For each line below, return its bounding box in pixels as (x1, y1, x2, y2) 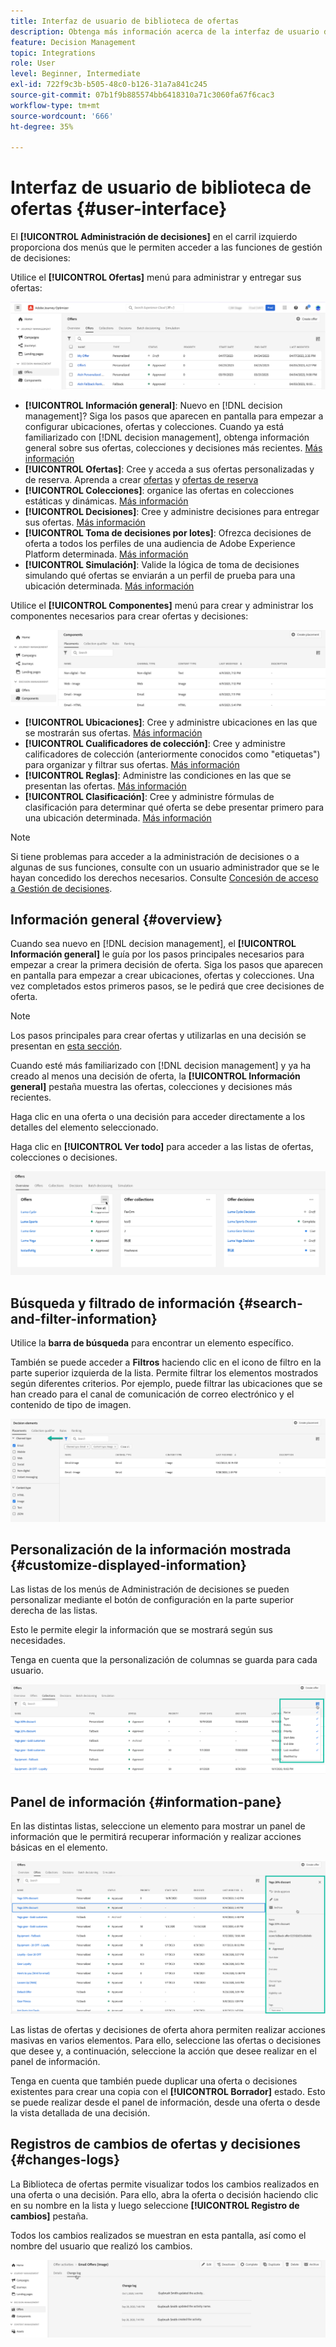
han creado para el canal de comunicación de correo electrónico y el (10, 1388, 295, 1400)
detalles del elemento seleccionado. (10, 1121, 159, 1134)
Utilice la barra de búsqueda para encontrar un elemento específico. (10, 1337, 294, 1349)
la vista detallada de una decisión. (10, 2106, 151, 2119)
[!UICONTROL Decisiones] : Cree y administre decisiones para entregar (24, 506, 320, 518)
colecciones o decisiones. (10, 1151, 118, 1164)
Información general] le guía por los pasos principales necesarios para (10, 948, 305, 960)
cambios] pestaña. (10, 2210, 89, 2222)
